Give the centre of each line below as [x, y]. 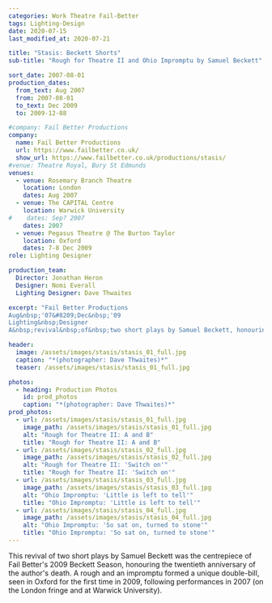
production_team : [38, 271]
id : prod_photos [51, 397]
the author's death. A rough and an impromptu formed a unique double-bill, [134, 573]
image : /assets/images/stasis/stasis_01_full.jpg [101, 353]
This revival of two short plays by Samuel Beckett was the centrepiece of [130, 555]
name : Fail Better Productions [68, 143]
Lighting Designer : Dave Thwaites [74, 293]
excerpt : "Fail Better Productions [68, 308]
